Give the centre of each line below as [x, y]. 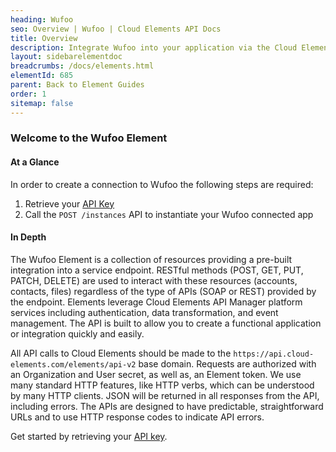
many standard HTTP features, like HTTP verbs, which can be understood [162, 385]
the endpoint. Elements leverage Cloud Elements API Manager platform [156, 302]
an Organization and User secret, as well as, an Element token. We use [156, 374]
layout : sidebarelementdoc [66, 57]
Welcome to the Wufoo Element [89, 138]
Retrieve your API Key [69, 203]
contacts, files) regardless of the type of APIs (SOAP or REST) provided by [163, 291]
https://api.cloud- [274, 354]
